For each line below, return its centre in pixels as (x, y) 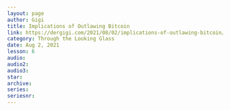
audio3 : (18, 70)
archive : (20, 83)
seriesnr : (21, 96)
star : (15, 77)
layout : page (26, 13)
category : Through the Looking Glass (61, 39)
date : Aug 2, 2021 (33, 45)
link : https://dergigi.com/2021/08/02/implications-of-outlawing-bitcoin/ (116, 32)
